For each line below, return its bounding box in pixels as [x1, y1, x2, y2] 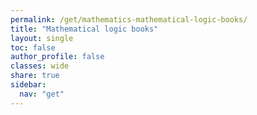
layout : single [10, 33, 74, 43]
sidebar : [10, 80, 47, 90]
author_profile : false [10, 52, 105, 62]
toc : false [10, 42, 56, 53]
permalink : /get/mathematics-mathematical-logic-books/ [10, 14, 248, 25]
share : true [10, 71, 60, 81]
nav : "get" [19, 89, 65, 99]
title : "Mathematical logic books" [10, 24, 159, 34]
